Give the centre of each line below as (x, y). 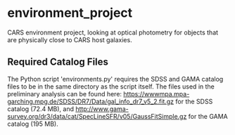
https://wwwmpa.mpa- (156, 94)
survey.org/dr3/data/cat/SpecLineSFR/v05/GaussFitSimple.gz (97, 116)
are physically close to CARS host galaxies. (70, 39)
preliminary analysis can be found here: (64, 94)
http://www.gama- (102, 109)
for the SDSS (194, 101)
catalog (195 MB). (33, 124)
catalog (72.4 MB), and (40, 109)
